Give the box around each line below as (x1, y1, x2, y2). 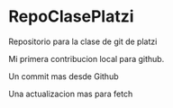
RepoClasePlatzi (8, 6, 134, 27)
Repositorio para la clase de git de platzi (8, 36, 158, 47)
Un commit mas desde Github (8, 70, 119, 82)
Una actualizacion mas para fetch (8, 88, 133, 99)
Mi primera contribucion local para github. (8, 53, 165, 64)
